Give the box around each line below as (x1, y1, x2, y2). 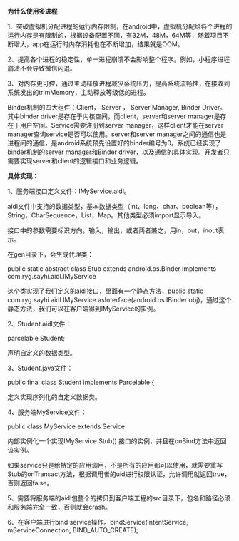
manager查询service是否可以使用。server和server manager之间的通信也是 (7, 130, 227, 138)
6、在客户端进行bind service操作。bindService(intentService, (7, 518, 189, 526)
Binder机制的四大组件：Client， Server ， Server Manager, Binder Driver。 (7, 103, 227, 111)
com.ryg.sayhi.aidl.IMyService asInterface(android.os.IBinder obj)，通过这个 (7, 296, 232, 304)
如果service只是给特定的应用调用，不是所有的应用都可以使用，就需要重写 (7, 461, 223, 469)
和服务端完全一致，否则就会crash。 (7, 503, 112, 511)
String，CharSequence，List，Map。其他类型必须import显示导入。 (7, 211, 205, 220)
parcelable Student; (7, 334, 66, 342)
